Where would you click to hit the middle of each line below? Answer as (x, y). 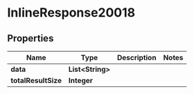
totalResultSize (36, 81)
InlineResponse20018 (71, 13)
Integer (81, 81)
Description (137, 58)
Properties (30, 38)
